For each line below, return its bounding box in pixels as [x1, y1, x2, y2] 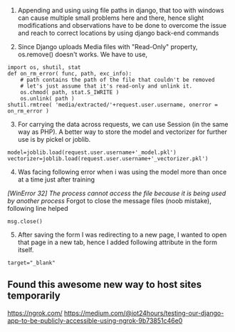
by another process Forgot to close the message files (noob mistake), [7, 197, 211, 205]
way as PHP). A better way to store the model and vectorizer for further [17, 128, 228, 136]
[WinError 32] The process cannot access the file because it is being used [7, 189, 226, 197]
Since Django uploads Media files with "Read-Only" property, [17, 43, 198, 51]
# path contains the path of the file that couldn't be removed [20, 76, 215, 83]
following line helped [7, 204, 69, 212]
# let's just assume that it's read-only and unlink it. [20, 83, 193, 90]
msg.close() [7, 218, 43, 225]
